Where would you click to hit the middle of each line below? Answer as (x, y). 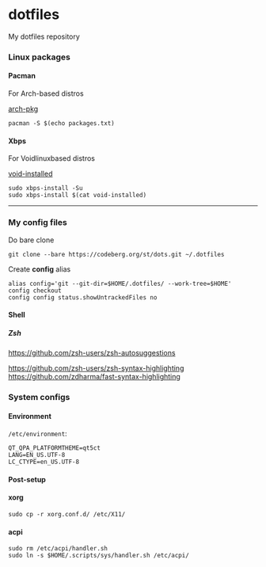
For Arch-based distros (46, 93)
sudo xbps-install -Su (46, 188)
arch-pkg (23, 109)
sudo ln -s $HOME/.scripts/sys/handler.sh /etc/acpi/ (99, 556)
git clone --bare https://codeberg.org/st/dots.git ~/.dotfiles (116, 254)
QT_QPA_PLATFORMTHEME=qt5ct (55, 448)
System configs (39, 398)
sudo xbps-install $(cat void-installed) (78, 196)
